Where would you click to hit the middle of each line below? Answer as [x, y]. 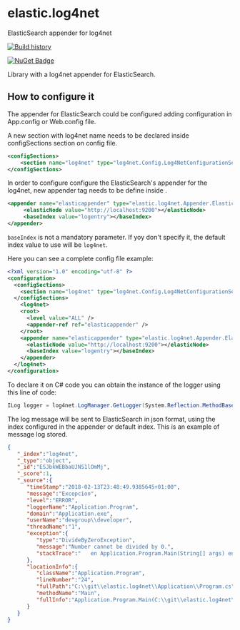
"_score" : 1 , [35, 474]
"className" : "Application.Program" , [90, 573]
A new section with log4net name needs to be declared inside [98, 135]
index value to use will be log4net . [58, 245]
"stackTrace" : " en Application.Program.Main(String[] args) [130, 553]
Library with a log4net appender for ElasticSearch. [81, 74]
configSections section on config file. [62, 143]
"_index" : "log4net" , [47, 454]
